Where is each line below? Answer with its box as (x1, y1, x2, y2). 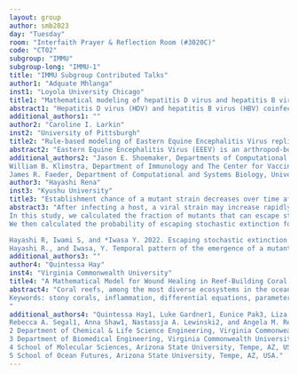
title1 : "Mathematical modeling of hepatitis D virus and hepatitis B (9, 95, 276, 105)
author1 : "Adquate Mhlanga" (9, 79, 114, 88)
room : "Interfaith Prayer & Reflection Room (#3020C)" (9, 37, 216, 47)
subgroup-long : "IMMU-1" (9, 63, 101, 72)
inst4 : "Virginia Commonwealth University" (9, 268, 173, 278)
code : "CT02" (9, 46, 58, 55)
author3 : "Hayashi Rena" (9, 179, 101, 187)
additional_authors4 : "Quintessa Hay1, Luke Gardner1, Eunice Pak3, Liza (9, 310, 288, 319)
